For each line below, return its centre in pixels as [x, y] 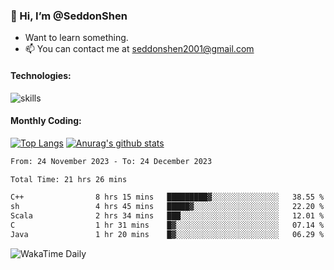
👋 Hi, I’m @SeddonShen [69, 16]
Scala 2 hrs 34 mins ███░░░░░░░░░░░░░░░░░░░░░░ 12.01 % [167, 216]
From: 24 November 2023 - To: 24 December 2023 [111, 161]
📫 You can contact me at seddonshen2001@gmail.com [139, 49]
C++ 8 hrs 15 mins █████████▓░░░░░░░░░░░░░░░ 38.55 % [167, 197]
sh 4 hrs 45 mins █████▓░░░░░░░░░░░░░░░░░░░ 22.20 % [167, 207]
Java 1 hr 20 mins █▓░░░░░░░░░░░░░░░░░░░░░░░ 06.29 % [167, 234]
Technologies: [41, 75]
